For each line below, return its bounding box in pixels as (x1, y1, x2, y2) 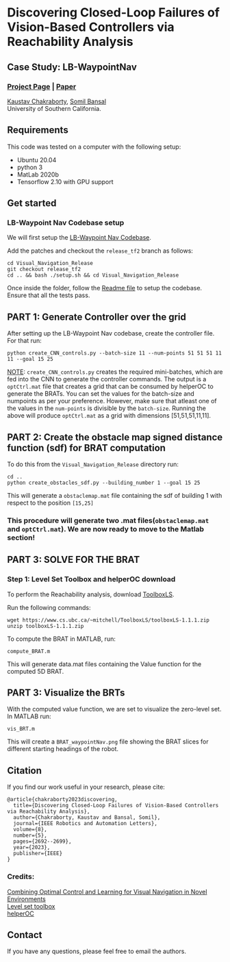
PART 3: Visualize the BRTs (7, 687, 125, 698)
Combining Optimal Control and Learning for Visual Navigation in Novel (7, 887, 207, 896)
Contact (7, 929, 42, 941)
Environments (7, 895, 46, 903)
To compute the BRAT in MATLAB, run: (7, 635, 116, 643)
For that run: (7, 337, 42, 345)
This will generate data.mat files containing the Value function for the (7, 659, 202, 668)
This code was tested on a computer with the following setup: (7, 142, 181, 151)
